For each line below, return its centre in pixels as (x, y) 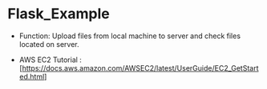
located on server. (49, 44)
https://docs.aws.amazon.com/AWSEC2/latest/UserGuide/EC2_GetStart (140, 68)
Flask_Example (59, 14)
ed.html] (33, 76)
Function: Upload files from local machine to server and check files (130, 36)
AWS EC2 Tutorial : (50, 60)
